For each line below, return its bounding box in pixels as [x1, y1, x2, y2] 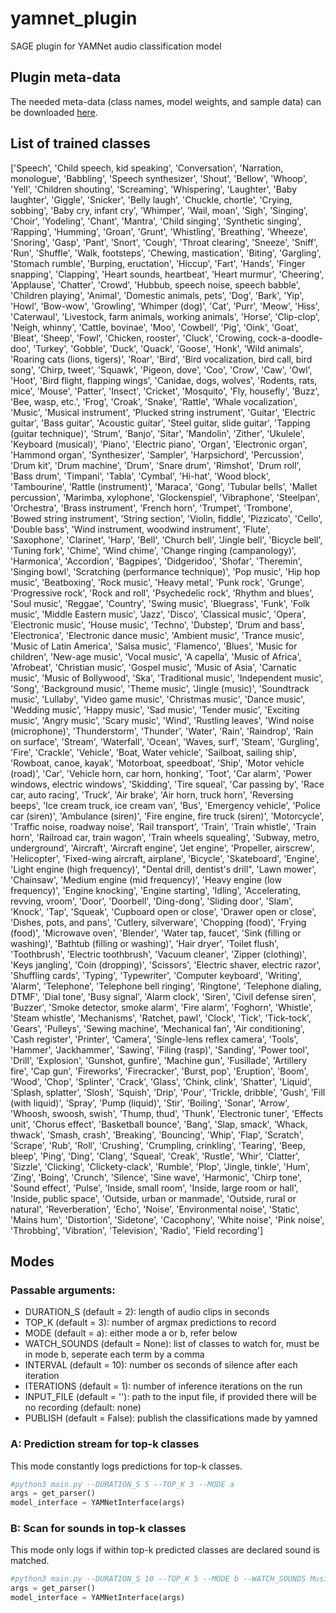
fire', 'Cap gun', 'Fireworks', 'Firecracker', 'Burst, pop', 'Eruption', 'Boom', [10, 1065, 309, 1077]
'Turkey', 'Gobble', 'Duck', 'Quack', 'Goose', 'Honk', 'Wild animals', [33, 342, 304, 354]
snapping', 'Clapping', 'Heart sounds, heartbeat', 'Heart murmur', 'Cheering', [10, 268, 325, 280]
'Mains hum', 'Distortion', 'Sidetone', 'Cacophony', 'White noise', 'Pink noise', [10, 1213, 325, 1226]
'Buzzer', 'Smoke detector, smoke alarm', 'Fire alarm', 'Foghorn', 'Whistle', [10, 1001, 313, 1013]
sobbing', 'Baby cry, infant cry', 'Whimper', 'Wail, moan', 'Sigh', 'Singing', [10, 204, 308, 216]
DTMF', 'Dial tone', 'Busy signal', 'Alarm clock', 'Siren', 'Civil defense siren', [10, 990, 317, 1002]
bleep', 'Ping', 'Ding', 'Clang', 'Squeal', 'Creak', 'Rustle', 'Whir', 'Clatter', [10, 1150, 301, 1162]
